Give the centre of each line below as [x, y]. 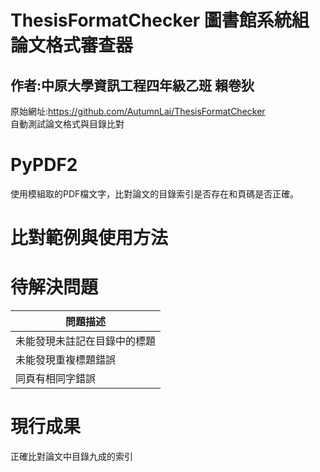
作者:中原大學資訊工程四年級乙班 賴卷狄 [132, 85]
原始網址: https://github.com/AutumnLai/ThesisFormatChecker [138, 111]
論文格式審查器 [72, 45]
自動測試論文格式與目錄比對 [67, 124]
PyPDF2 [44, 165]
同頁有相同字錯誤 [56, 379]
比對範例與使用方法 [89, 238]
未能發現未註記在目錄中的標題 [86, 341]
